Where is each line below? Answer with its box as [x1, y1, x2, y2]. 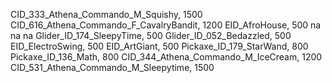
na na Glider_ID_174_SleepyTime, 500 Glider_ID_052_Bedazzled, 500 [10, 30, 292, 41]
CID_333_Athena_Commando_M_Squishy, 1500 [10, 9, 203, 20]
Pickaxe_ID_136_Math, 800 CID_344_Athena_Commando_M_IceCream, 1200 [10, 51, 323, 63]
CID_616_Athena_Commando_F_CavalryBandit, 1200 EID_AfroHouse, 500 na [10, 19, 322, 31]
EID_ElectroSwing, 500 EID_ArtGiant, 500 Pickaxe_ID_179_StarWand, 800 [10, 40, 309, 52]
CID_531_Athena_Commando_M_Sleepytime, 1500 [10, 62, 215, 73]
